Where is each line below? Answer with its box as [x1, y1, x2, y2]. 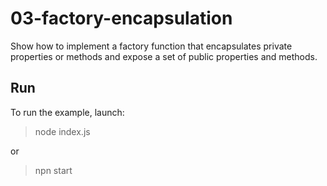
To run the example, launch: [10, 106, 125, 118]
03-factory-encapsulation [10, 7, 233, 30]
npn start [34, 164, 73, 176]
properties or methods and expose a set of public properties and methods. [10, 50, 318, 62]
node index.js [34, 125, 91, 137]
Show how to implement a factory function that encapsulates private [10, 40, 293, 52]
